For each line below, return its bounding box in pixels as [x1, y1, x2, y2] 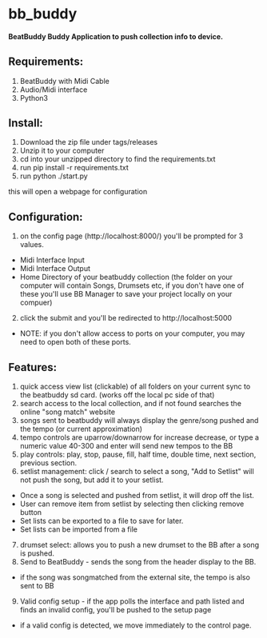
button [19, 508, 42, 517]
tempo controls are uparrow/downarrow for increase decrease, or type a [19, 433, 260, 442]
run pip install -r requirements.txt [19, 163, 130, 173]
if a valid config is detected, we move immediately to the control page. [19, 620, 252, 630]
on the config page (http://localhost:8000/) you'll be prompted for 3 [19, 231, 244, 241]
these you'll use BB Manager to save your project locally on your [19, 289, 233, 299]
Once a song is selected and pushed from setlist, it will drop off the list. [19, 491, 254, 500]
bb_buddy [8, 5, 78, 23]
